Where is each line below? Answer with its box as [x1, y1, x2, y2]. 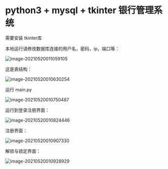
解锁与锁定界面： [5, 148, 41, 154]
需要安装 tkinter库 [5, 35, 42, 41]
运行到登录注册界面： [5, 107, 49, 113]
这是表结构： [5, 66, 32, 72]
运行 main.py [5, 86, 32, 92]
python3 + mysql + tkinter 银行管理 [5, 5, 154, 16]
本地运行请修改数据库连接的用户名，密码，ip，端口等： [5, 45, 120, 51]
